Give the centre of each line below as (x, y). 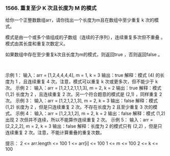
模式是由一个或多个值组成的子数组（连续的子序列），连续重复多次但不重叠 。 (85, 37)
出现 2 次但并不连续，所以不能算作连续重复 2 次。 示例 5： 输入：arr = (79, 120)
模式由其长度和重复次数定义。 (37, 44)
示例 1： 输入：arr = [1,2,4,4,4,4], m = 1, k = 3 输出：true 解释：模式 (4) (80, 75)
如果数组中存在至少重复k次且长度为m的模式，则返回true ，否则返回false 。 (84, 55)
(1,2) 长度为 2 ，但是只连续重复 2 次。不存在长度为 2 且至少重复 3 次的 (79, 107)
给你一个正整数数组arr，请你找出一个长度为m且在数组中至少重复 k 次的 (80, 20)
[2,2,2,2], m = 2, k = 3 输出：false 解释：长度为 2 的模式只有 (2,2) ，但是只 (84, 126)
